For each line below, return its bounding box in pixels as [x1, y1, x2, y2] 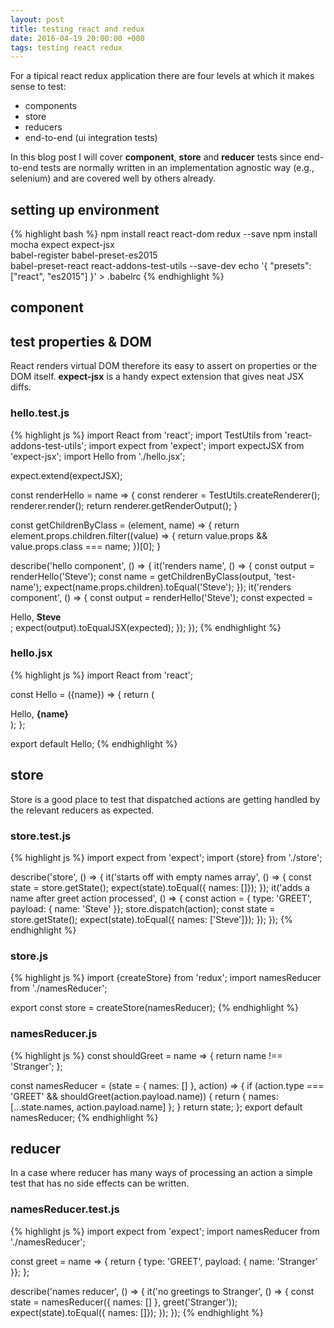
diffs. [10, 381, 32, 393]
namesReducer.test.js [10, 1202, 120, 1216]
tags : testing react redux [10, 42, 123, 53]
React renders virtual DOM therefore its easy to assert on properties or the [10, 360, 318, 372]
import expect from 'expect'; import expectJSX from [88, 439, 305, 451]
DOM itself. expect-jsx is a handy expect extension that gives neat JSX [10, 371, 305, 383]
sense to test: [10, 81, 67, 93]
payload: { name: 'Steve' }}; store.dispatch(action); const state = [10, 902, 276, 915]
